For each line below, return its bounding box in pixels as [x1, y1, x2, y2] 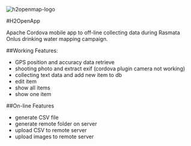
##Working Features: [6, 47, 58, 54]
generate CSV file [14, 114, 59, 121]
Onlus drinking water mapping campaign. [6, 35, 108, 42]
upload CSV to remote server [14, 127, 87, 133]
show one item [14, 91, 52, 97]
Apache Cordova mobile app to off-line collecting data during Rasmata [6, 29, 181, 36]
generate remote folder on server [14, 120, 98, 127]
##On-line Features [6, 102, 54, 109]
